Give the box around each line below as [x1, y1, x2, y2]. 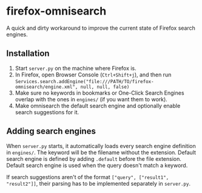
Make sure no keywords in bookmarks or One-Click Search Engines [15, 89, 184, 96]
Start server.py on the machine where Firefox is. [15, 64, 136, 72]
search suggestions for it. [15, 108, 79, 116]
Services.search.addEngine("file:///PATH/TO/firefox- [15, 78, 154, 84]
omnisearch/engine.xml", [15, 84, 78, 90]
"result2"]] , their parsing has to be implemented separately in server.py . [6, 180, 191, 187]
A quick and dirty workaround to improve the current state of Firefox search [6, 24, 196, 32]
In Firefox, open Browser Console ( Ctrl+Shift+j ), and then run [15, 71, 172, 78]
